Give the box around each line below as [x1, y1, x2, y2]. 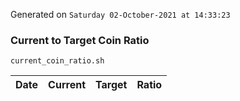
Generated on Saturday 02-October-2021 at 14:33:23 [10, 9, 231, 20]
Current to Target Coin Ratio [10, 33, 150, 47]
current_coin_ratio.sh [10, 56, 105, 66]
